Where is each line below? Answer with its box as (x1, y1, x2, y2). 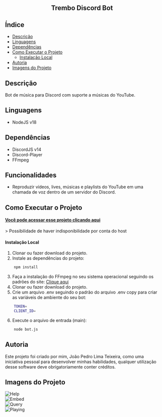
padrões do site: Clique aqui (12, 279, 69, 285)
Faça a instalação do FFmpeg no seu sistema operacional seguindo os (12, 274, 154, 280)
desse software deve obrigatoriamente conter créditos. (5, 364, 116, 369)
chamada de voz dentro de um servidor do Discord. (12, 189, 116, 195)
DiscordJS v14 (12, 147, 41, 152)
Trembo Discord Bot (51, 4, 113, 12)
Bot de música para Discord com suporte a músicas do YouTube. (5, 92, 136, 98)
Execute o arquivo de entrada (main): (12, 317, 87, 323)
